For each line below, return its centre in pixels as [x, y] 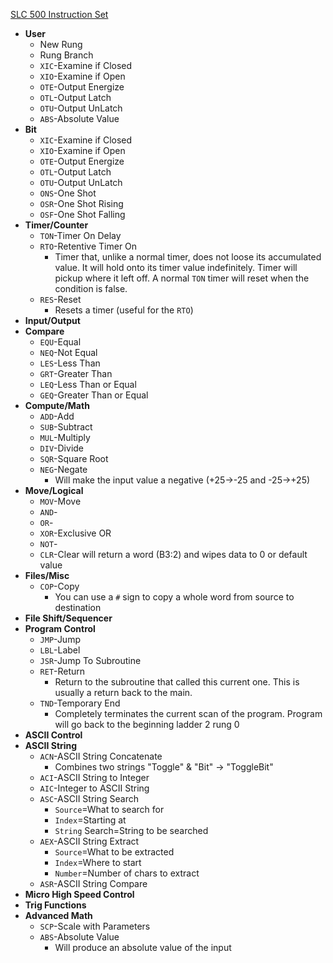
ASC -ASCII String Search [89, 798]
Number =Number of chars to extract [127, 873]
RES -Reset [60, 299]
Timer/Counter [56, 225]
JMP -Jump [60, 639]
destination [78, 607]
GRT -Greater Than [76, 373]
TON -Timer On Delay [80, 235]
